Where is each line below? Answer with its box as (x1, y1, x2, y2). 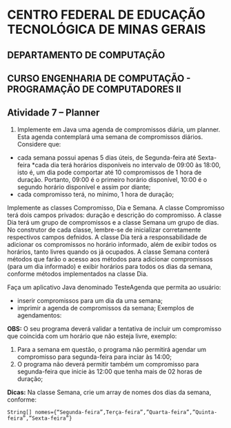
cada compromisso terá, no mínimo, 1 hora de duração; (17, 190, 174, 198)
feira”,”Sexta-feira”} (7, 415, 72, 422)
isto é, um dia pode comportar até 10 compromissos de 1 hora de (17, 168, 202, 176)
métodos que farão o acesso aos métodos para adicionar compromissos (7, 254, 213, 263)
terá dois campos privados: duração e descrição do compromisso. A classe (7, 211, 222, 219)
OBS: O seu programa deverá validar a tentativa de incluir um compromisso (7, 324, 222, 333)
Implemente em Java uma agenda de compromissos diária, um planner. (17, 125, 221, 133)
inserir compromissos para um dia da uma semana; (17, 296, 163, 304)
